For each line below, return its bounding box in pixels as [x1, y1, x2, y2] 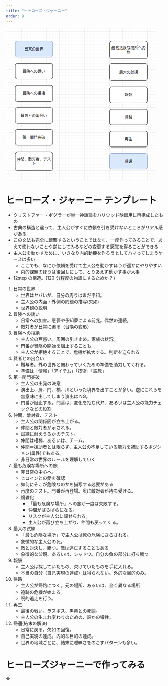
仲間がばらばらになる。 [28, 507, 77, 513]
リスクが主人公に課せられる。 [28, 513, 90, 519]
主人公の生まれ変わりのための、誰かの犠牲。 [20, 614, 114, 620]
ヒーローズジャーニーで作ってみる [6, 659, 146, 670]
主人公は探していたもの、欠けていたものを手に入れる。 [20, 564, 136, 570]
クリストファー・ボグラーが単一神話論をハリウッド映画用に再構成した [13, 212, 159, 218]
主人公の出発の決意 [20, 380, 61, 386]
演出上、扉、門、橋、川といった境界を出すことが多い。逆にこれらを [20, 387, 162, 393]
